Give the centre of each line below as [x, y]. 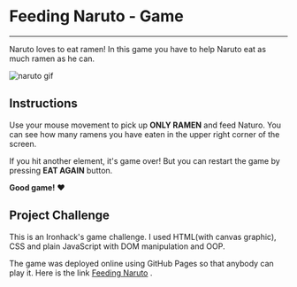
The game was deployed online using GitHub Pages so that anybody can [141, 263]
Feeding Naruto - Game [96, 16]
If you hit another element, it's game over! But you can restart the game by [145, 160]
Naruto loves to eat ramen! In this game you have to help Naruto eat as [138, 49]
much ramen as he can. [52, 58]
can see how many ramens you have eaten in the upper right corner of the [145, 134]
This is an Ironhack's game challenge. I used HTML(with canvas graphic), [143, 237]
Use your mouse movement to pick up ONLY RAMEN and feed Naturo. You [145, 125]
